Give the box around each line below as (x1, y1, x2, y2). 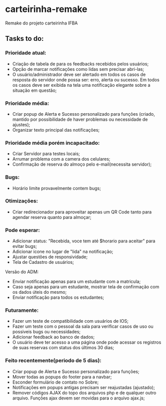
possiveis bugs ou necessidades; (12, 329, 81, 335)
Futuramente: (5, 307, 39, 314)
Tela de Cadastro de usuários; (12, 259, 74, 265)
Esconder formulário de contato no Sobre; (12, 379, 99, 385)
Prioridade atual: (5, 49, 46, 56)
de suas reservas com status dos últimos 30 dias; (12, 345, 114, 351)
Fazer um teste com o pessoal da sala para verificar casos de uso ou (12, 323, 154, 330)
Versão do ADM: (5, 269, 39, 275)
